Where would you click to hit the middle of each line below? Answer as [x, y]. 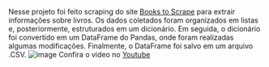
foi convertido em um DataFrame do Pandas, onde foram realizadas [121, 37]
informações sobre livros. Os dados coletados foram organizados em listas [134, 20]
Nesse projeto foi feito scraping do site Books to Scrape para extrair [122, 12]
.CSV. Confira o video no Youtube [79, 54]
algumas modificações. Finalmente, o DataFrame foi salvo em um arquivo [131, 46]
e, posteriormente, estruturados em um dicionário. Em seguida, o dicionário [134, 29]
